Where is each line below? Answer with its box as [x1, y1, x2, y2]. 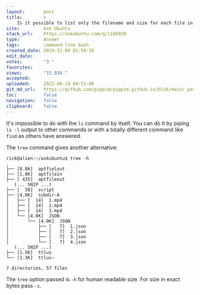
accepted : [6, 75, 31, 81]
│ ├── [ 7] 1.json [6, 223, 86, 229]
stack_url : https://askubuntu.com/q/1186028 [6, 31, 127, 37]
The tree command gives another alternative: [6, 144, 118, 151]
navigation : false [6, 97, 58, 103]
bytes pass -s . [6, 282, 42, 289]
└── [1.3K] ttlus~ [6, 254, 55, 260]
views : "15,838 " [6, 70, 68, 76]
